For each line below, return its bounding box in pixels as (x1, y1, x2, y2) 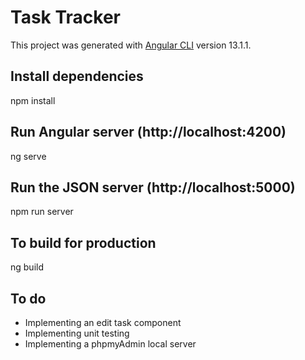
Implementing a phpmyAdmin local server (24, 338, 197, 350)
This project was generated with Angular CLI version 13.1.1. (10, 39, 252, 51)
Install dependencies (10, 68, 144, 85)
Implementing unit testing (24, 327, 130, 339)
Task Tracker (10, 6, 121, 29)
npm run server (10, 206, 74, 218)
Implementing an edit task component (24, 317, 182, 328)
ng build (10, 261, 44, 273)
